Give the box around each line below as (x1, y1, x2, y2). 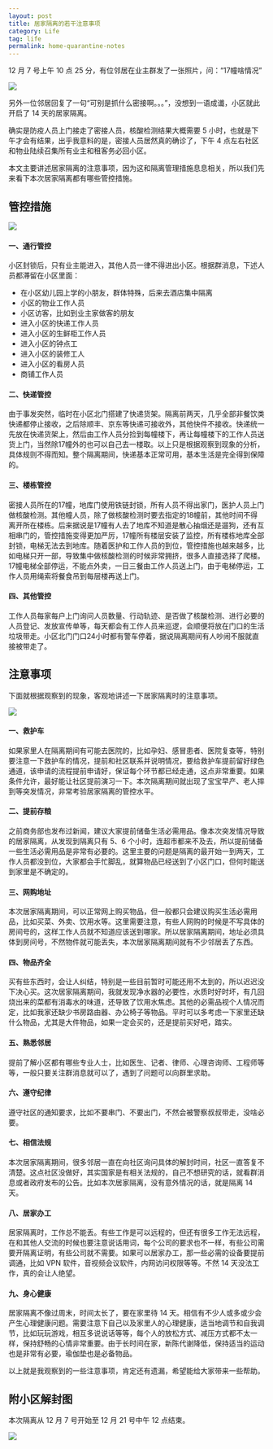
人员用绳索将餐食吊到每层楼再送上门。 (15, 571, 144, 580)
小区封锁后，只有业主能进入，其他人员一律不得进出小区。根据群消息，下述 (8, 260, 258, 270)
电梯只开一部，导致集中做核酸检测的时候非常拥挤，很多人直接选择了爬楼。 (15, 550, 265, 560)
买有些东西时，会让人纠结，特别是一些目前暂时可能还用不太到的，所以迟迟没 (8, 977, 265, 987)
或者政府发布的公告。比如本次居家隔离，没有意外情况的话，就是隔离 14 (15, 1177, 253, 1187)
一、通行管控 (8, 241, 51, 251)
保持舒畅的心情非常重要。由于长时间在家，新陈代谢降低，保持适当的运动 (22, 1338, 265, 1348)
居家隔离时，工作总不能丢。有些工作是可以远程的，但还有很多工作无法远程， (8, 1228, 265, 1237)
